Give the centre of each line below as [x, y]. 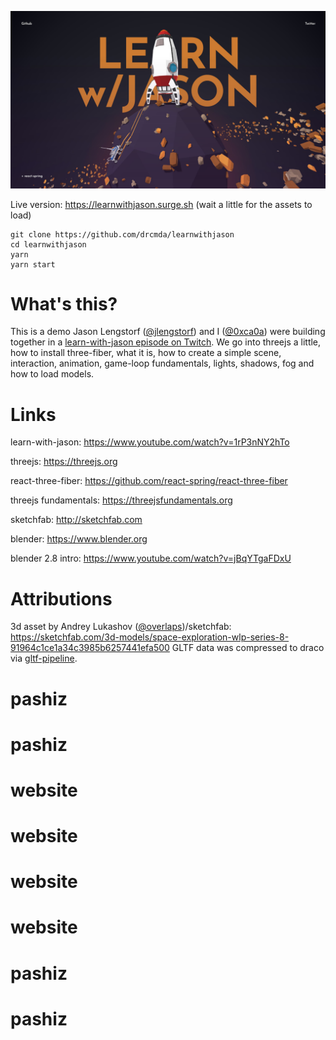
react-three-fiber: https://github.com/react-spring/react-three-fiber [149, 481]
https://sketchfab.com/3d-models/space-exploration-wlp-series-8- [150, 637]
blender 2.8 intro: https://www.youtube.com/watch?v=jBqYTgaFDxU [151, 558]
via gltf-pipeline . [44, 658]
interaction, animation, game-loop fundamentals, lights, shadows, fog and [162, 363]
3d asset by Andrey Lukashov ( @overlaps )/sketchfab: [121, 627]
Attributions [61, 598]
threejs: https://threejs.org [64, 462]
